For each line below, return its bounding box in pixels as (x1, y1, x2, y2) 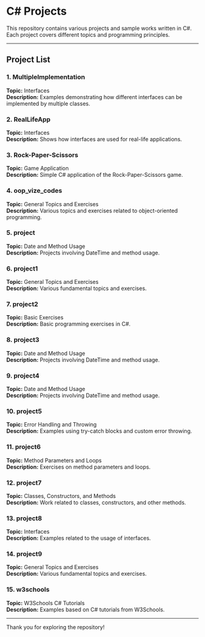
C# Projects (6, 4, 67, 18)
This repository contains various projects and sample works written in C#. (6, 24, 192, 32)
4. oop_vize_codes (6, 187, 62, 195)
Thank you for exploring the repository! (6, 623, 105, 631)
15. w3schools (6, 586, 50, 594)
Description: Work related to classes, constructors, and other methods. (6, 499, 186, 506)
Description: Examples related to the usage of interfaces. (6, 534, 151, 542)
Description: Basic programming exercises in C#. (6, 320, 131, 328)
